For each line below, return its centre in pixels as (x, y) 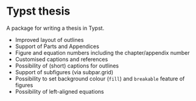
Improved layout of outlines (49, 40)
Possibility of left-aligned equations (60, 91)
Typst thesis (38, 11)
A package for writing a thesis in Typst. (55, 28)
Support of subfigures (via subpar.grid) (64, 72)
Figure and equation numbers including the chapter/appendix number (102, 52)
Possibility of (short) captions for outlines (67, 66)
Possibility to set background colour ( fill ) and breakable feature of (100, 78)
